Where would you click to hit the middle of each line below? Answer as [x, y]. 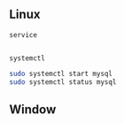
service [23, 35]
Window [33, 109]
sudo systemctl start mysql [61, 73]
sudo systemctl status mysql [63, 82]
